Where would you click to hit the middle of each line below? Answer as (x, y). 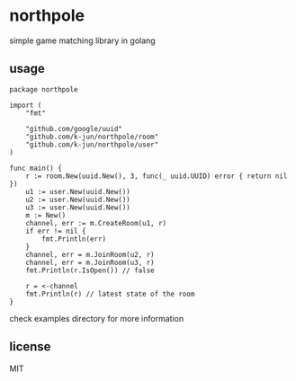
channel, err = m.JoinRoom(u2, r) (90, 254)
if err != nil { (56, 231)
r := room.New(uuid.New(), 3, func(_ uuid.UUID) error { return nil (157, 176)
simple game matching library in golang (82, 40)
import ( (26, 105)
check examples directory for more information (97, 318)
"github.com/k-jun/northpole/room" (92, 137)
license (30, 347)
